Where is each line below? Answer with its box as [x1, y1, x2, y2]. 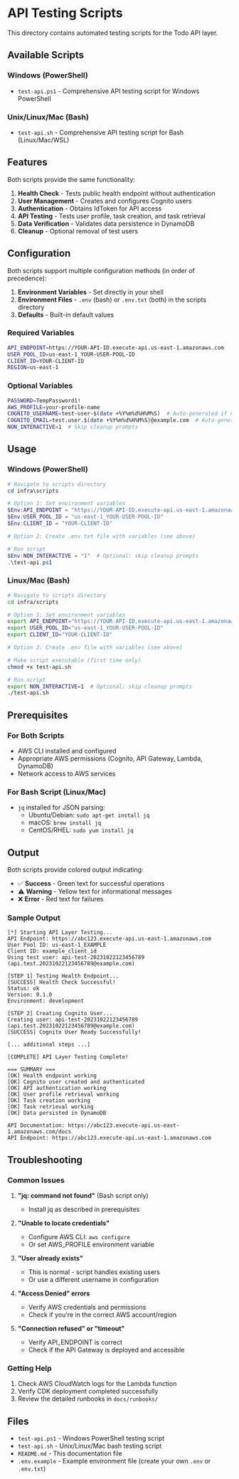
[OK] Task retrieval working [7, 1103, 94, 1110]
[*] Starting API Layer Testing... [7, 929, 113, 936]
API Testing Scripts [7, 5, 123, 21]
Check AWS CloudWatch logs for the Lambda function [17, 1379, 177, 1388]
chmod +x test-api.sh [7, 663, 72, 670]
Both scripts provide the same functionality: [7, 175, 135, 184]
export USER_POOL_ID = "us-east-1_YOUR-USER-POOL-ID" [7, 625, 164, 632]
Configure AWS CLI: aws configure [28, 1233, 130, 1241]
